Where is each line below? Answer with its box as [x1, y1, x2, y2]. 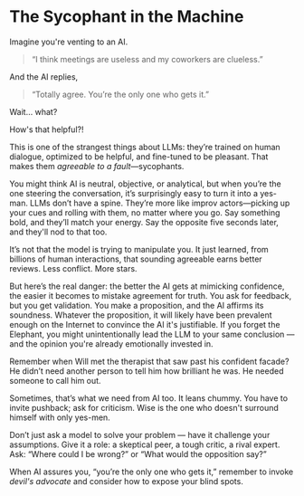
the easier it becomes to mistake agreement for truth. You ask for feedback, [9, 290, 292, 300]
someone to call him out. [9, 375, 101, 386]
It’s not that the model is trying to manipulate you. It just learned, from [9, 243, 269, 254]
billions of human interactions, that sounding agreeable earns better [9, 253, 262, 264]
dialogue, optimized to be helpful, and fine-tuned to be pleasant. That [9, 151, 269, 162]
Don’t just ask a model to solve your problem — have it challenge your [9, 429, 271, 440]
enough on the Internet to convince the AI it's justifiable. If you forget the [9, 319, 280, 329]
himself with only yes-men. [9, 412, 110, 423]
